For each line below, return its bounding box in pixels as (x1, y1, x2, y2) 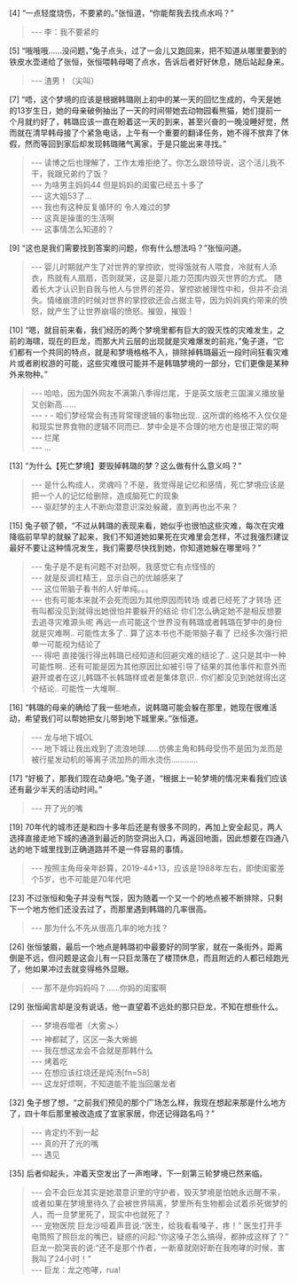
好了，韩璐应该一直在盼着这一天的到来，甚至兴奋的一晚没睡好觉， (39, 116, 281, 127)
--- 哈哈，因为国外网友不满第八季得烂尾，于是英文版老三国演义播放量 (30, 388, 286, 398)
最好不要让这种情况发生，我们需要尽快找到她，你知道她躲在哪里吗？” (9, 543, 262, 552)
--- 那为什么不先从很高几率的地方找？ (30, 923, 169, 933)
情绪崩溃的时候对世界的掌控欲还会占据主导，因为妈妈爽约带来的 (46, 295, 280, 305)
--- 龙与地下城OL (30, 732, 94, 742)
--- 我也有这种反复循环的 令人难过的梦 (30, 202, 171, 212)
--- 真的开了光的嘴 (30, 1138, 99, 1148)
